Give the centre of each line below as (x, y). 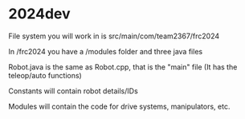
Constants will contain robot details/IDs (73, 91)
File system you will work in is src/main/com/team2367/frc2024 (114, 36)
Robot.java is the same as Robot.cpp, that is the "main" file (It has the (123, 67)
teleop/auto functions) (45, 75)
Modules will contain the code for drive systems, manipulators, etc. (119, 106)
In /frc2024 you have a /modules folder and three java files (106, 51)
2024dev (39, 14)
